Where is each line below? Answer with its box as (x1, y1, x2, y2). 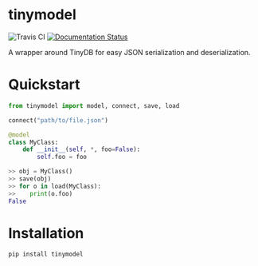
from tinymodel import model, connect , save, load (8, 101, 180, 109)
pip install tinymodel (8, 250, 84, 259)
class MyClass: (8, 138, 59, 146)
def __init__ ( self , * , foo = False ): (22, 145, 141, 153)
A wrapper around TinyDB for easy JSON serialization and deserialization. (8, 47, 251, 57)
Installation (8, 224, 84, 242)
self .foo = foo (37, 153, 88, 161)
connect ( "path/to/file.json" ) (8, 116, 109, 125)
